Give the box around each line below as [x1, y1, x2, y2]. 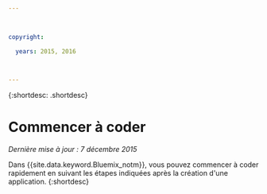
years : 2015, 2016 [15, 47, 77, 56]
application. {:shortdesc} [8, 177, 90, 187]
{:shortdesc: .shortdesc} [8, 91, 89, 100]
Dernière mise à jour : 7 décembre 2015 [8, 145, 137, 154]
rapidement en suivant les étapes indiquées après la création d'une [8, 169, 229, 178]
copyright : [8, 33, 44, 41]
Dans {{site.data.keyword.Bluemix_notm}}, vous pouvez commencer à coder [8, 160, 259, 169]
